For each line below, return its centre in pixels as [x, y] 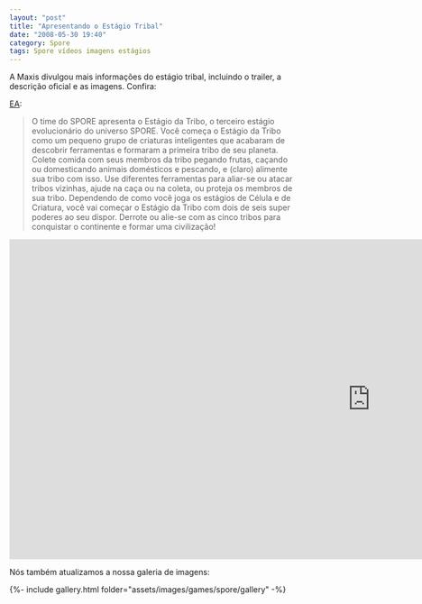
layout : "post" [38, 18]
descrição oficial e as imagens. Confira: [83, 87]
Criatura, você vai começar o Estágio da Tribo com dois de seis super [161, 207]
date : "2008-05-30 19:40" [58, 34]
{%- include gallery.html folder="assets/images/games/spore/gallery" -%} [148, 590]
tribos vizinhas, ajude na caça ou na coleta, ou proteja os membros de [162, 188]
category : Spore [40, 43]
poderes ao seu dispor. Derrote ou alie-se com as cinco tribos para [156, 217]
